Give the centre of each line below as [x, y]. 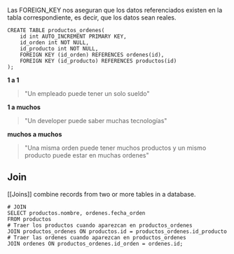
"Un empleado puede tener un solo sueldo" [87, 93]
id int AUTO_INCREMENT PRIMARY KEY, [74, 36]
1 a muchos [24, 107]
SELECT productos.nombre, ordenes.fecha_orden [76, 213]
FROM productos [29, 219]
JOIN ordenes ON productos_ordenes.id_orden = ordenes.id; [95, 244]
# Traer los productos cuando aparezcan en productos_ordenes [100, 225]
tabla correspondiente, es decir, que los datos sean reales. [92, 17]
